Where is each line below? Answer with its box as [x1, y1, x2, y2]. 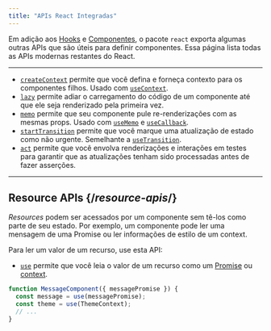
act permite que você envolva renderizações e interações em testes [19, 143, 248, 153]
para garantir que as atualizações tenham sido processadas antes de [19, 151, 250, 161]
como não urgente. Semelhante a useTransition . [19, 134, 182, 144]
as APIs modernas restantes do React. [8, 51, 135, 61]
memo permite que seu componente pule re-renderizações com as [19, 108, 237, 118]
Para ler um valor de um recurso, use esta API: [8, 245, 163, 255]
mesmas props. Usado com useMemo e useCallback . [19, 117, 190, 127]
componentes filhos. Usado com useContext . [19, 82, 169, 93]
